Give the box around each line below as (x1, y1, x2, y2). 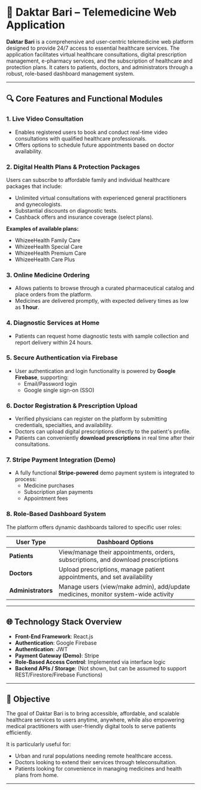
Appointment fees (23, 495, 68, 502)
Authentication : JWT (14, 645, 68, 652)
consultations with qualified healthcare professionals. (14, 135, 147, 142)
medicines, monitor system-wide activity (59, 590, 174, 598)
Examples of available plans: (6, 225, 79, 232)
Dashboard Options (96, 538, 154, 546)
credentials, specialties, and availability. (14, 422, 113, 429)
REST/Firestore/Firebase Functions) (14, 671, 103, 678)
